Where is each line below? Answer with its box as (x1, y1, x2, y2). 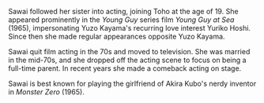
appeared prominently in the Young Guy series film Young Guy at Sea (8, 15, 235, 24)
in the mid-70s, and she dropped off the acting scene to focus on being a (8, 55, 247, 64)
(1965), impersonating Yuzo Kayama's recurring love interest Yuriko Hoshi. (8, 24, 251, 32)
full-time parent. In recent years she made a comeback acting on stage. (8, 64, 242, 73)
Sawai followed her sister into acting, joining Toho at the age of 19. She (8, 7, 239, 16)
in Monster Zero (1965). (8, 87, 85, 97)
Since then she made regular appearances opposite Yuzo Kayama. (8, 31, 225, 41)
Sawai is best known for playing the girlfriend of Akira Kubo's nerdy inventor (8, 79, 257, 88)
